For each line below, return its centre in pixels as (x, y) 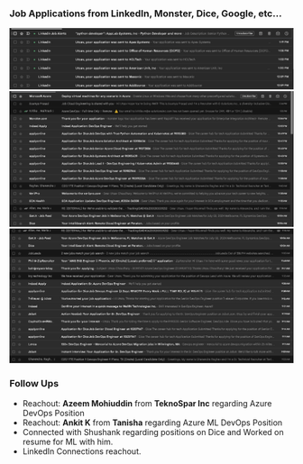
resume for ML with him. (68, 441)
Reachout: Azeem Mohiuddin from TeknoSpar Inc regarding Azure (147, 403)
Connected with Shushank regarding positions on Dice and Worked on (153, 432)
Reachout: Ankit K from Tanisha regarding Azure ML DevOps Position (152, 423)
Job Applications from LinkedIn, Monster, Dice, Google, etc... (146, 14)
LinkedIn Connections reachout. (82, 451)
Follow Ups (34, 384)
